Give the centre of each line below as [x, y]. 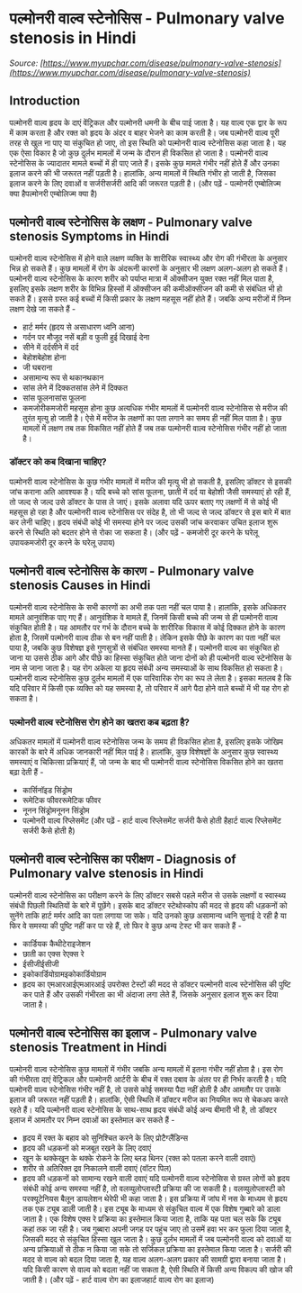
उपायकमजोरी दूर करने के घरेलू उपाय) [62, 542]
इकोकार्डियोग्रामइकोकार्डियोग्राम [64, 974]
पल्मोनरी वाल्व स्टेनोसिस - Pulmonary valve [147, 18]
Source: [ [26, 63]
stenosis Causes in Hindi [80, 586]
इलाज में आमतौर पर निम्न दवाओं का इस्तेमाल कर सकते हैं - [92, 1119]
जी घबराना [37, 367]
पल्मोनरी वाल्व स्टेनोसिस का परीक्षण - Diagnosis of [123, 859]
